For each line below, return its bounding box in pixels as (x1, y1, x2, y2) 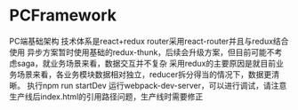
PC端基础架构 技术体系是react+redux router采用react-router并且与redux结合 (9, 35, 289, 46)
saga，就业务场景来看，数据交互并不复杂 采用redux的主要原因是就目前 (16, 58, 277, 68)
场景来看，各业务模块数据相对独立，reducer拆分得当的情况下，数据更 (16, 68, 272, 80)
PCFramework (9, 5, 117, 26)
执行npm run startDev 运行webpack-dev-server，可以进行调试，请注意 (26, 80, 287, 90)
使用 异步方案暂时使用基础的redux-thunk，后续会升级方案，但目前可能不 (9, 46, 275, 58)
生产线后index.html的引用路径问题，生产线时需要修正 (9, 90, 204, 102)
